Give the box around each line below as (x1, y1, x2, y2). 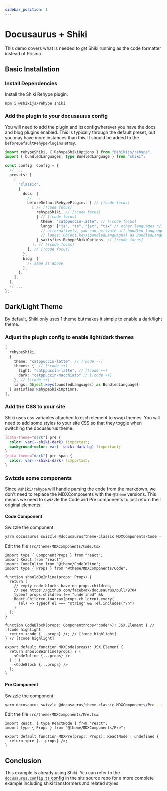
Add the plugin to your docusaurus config (5, 113, 108, 120)
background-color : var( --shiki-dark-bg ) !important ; (9, 444, 121, 449)
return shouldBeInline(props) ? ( (9, 649, 81, 654)
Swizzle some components (5, 474, 72, 481)
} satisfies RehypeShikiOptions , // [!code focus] (36, 238, 143, 243)
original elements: (5, 502, 42, 508)
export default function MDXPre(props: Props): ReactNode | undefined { (5, 734, 159, 739)
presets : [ (9, 173, 32, 178)
